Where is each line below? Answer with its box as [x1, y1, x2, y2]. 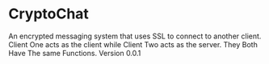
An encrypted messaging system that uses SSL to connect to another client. [8, 31, 262, 41]
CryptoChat [8, 5, 89, 23]
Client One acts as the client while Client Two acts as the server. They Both [8, 39, 258, 49]
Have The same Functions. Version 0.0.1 [8, 48, 141, 58]
